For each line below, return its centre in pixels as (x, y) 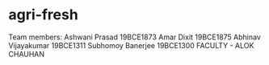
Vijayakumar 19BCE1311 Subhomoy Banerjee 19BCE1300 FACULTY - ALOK (131, 45)
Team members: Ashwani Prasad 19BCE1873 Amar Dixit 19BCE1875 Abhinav (134, 37)
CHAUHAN (27, 54)
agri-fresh (43, 15)
